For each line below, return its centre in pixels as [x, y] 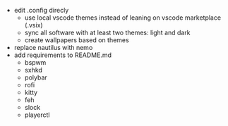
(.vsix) [34, 25]
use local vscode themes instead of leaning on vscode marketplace [122, 18]
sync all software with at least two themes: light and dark [107, 32]
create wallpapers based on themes [77, 40]
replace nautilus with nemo [53, 48]
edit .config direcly [41, 10]
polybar [36, 77]
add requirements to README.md [62, 55]
